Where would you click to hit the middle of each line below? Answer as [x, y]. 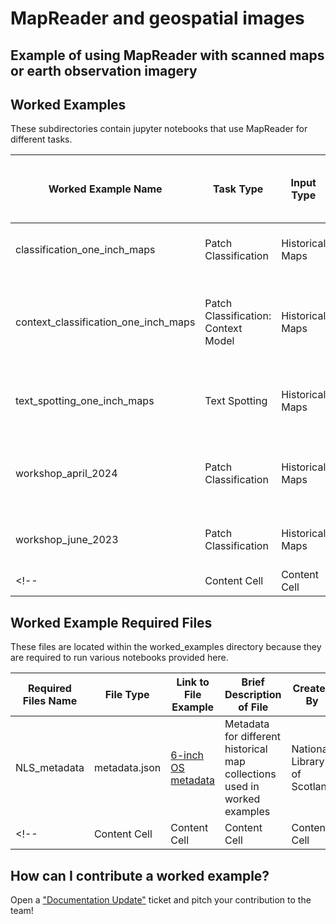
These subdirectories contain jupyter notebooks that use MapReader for [159, 129]
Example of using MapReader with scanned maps [167, 55]
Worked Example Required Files [111, 622]
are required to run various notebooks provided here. [119, 658]
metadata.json [127, 768]
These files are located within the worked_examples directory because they [166, 647]
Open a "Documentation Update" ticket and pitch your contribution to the [161, 900]
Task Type [238, 189]
